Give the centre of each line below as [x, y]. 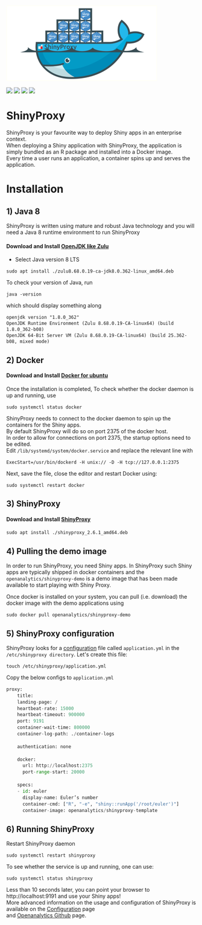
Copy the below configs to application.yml [60, 677]
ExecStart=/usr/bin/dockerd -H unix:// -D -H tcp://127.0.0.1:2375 [93, 462]
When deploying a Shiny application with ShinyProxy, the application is [94, 145]
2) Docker [25, 360]
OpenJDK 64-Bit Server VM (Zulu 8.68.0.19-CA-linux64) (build [86, 336]
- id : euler [32, 791]
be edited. [19, 444]
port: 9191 [31, 721]
